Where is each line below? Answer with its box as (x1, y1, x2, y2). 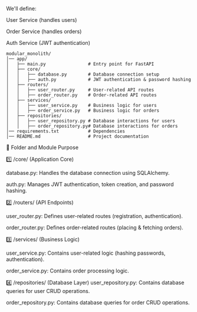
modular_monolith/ (6, 51, 51, 57)
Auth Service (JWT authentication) (6, 40, 90, 46)
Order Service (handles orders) (6, 28, 82, 35)
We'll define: (6, 5, 37, 12)
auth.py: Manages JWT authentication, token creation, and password (6, 181, 174, 188)
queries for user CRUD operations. (6, 288, 90, 294)
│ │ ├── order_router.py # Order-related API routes (6, 92, 157, 98)
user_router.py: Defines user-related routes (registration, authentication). (6, 213, 183, 219)
